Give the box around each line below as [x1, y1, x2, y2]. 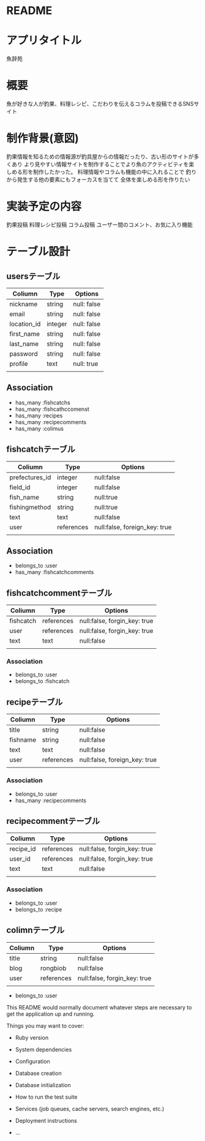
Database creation [15, 1069, 62, 1077]
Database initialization [15, 1081, 72, 1088]
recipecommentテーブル [6, 815, 100, 826]
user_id [9, 855, 31, 863]
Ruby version [15, 1034, 49, 1041]
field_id [9, 483, 31, 492]
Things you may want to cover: [6, 1022, 84, 1029]
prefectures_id [9, 473, 51, 481]
